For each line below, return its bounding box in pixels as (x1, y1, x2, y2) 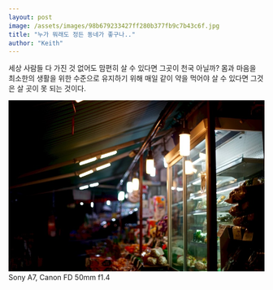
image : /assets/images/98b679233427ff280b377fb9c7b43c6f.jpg (8, 21, 220, 30)
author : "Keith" (8, 39, 63, 47)
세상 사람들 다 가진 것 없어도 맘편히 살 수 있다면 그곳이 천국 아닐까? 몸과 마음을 (8, 64, 257, 73)
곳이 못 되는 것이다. (25, 84, 87, 94)
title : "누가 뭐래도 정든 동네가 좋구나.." (8, 30, 136, 38)
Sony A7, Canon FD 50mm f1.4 (8, 272, 110, 282)
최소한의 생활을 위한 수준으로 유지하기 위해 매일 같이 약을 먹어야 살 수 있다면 (8, 73, 249, 83)
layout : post (8, 13, 53, 21)
